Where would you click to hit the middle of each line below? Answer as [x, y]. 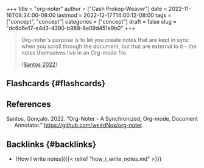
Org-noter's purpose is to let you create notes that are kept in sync [105, 40]
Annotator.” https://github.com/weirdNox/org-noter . [79, 125]
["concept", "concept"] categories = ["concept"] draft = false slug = [92, 22]
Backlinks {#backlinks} [51, 144]
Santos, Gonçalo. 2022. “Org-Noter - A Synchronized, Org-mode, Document [102, 119]
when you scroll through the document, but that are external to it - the [109, 46]
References [29, 104]
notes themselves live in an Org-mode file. [74, 53]
